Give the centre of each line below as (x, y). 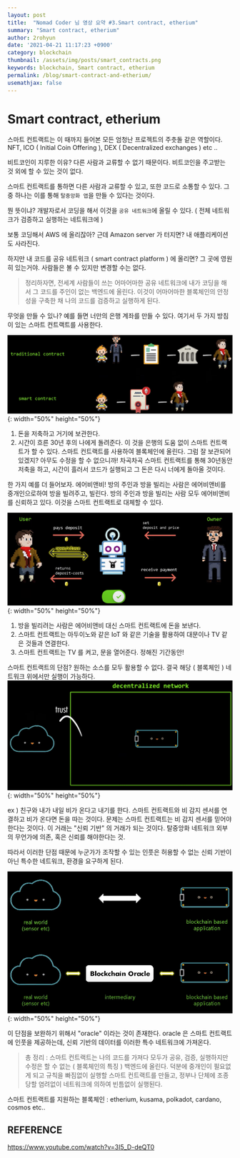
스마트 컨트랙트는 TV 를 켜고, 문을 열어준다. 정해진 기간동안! (101, 652)
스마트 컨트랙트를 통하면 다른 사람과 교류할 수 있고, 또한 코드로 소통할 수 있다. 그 (119, 186)
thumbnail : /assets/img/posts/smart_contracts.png (84, 61)
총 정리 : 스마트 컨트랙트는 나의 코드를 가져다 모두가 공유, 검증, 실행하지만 (126, 1057)
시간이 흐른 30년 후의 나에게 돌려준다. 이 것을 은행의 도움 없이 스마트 (113, 442)
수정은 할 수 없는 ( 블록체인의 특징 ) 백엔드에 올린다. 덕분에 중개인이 (118, 1067)
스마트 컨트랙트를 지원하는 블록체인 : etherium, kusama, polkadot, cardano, (115, 1099)
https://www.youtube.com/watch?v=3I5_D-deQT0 (81, 1147)
